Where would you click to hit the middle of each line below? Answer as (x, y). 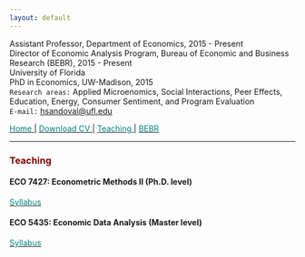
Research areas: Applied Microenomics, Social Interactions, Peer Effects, (146, 91)
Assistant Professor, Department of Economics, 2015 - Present (126, 43)
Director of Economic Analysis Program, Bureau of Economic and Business (149, 53)
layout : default (40, 18)
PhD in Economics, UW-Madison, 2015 (82, 81)
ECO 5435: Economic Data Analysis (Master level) (106, 223)
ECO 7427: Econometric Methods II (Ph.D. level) (101, 182)
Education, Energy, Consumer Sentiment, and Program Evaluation (132, 101)
